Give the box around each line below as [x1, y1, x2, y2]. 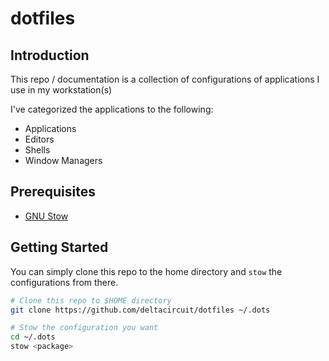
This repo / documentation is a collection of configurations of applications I [10, 73, 320, 85]
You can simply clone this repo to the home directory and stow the [10, 265, 283, 277]
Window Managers [24, 155, 103, 166]
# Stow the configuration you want [10, 323, 159, 333]
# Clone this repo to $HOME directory [10, 295, 172, 306]
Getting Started [10, 239, 109, 256]
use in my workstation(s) [10, 84, 113, 96]
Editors [24, 133, 55, 145]
